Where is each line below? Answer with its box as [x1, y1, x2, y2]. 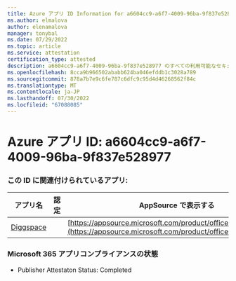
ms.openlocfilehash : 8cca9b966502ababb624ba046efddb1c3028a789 [7, 69, 197, 76]
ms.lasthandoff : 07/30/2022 [7, 95, 90, 102]
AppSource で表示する [138, 200, 215, 210]
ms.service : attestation [7, 50, 80, 57]
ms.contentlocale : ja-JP [7, 88, 80, 95]
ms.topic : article [7, 43, 61, 50]
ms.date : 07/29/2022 [7, 36, 68, 43]
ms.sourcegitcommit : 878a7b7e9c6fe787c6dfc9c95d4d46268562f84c [7, 75, 197, 83]
